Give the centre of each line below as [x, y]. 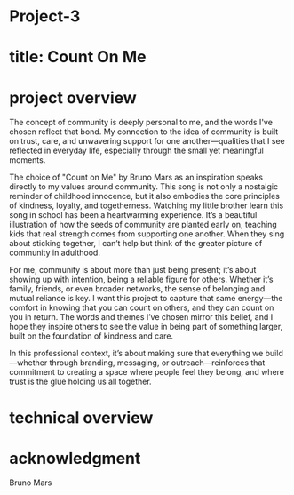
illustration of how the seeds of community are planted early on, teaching [143, 225]
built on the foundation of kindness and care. [91, 336]
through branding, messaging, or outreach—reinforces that [157, 363]
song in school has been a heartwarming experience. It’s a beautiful [133, 215]
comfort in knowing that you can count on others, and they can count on [142, 307]
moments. [28, 160]
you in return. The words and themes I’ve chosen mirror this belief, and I [141, 317]
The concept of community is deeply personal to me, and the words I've [141, 123]
